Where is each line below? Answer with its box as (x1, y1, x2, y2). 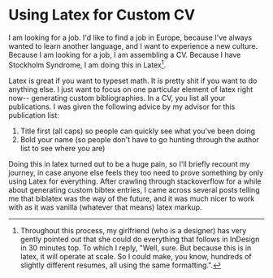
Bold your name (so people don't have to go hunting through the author (19, 134, 260, 144)
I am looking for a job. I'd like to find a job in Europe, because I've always (8, 33, 253, 42)
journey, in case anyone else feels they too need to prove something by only (8, 167, 264, 177)
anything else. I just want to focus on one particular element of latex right (8, 84, 253, 94)
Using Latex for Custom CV (8, 6, 196, 24)
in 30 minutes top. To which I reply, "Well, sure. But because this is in (19, 242, 252, 253)
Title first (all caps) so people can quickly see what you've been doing (19, 126, 256, 136)
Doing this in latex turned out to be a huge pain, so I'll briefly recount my (8, 159, 250, 168)
